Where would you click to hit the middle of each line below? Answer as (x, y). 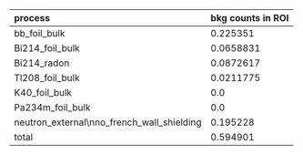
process (32, 18)
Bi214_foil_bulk (47, 48)
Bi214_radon (42, 63)
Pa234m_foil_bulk (52, 107)
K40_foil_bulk (43, 93)
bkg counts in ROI (250, 18)
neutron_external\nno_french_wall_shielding (108, 122)
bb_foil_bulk (40, 33)
